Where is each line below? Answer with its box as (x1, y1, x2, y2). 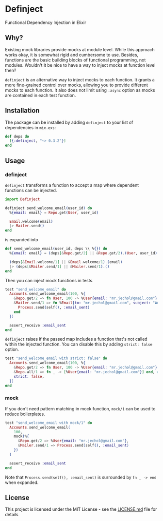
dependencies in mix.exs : (5, 124, 56, 130)
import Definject (5, 196, 40, 202)
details (5, 512, 18, 518)
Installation (5, 106, 40, 115)
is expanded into (5, 237, 38, 243)
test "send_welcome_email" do (5, 287, 66, 292)
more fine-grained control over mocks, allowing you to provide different (5, 82, 148, 88)
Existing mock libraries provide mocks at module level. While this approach (5, 46, 155, 52)
